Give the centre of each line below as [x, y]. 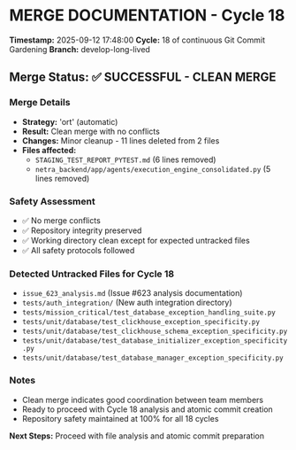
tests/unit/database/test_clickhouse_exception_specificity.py [141, 322]
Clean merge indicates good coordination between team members [143, 400]
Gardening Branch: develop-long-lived [80, 49]
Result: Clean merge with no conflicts [91, 131]
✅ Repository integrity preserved [82, 230]
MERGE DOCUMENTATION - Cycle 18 [147, 16]
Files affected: [49, 150]
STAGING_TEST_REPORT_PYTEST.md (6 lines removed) [125, 159]
